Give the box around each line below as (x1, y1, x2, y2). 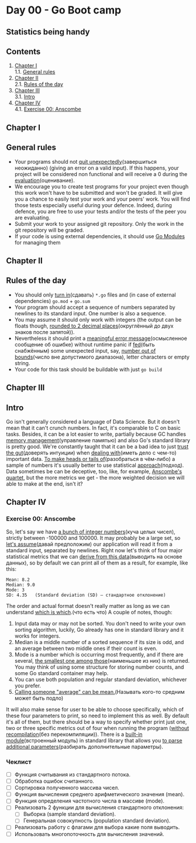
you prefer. (14, 682, 42, 689)
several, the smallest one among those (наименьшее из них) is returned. (14, 657, 190, 664)
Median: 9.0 (6, 582, 35, 588)
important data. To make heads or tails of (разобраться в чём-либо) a (6, 456, 176, 462)
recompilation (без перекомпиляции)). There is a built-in (6, 731, 143, 738)
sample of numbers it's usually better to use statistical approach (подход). (6, 462, 184, 469)
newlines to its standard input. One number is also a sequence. (14, 309, 167, 316)
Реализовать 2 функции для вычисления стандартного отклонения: (14, 804, 184, 811)
